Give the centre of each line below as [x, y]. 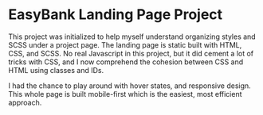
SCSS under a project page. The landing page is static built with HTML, [125, 44]
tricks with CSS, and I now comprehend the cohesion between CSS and [126, 62]
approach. [25, 102]
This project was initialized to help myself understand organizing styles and [132, 36]
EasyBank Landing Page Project [116, 15]
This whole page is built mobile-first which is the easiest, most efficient [125, 94]
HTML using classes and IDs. [56, 70]
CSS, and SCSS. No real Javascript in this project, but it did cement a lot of [131, 53]
